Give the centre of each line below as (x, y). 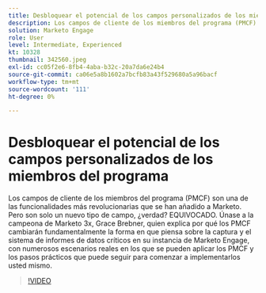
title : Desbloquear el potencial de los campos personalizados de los (127, 15)
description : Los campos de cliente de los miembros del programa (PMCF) (133, 23)
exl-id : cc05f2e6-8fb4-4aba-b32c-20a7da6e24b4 (86, 67)
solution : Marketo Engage (51, 30)
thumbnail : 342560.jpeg (47, 60)
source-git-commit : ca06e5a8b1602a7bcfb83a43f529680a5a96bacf (113, 74)
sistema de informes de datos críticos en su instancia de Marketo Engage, (129, 240)
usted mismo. (30, 265)
